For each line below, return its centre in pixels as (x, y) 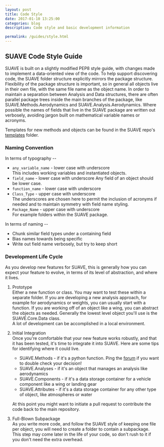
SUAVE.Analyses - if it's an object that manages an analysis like (83, 369)
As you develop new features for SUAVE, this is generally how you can (76, 267)
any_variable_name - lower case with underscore (61, 168)
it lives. (12, 278)
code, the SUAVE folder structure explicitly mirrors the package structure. (79, 78)
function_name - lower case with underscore (56, 188)
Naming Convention (29, 147)
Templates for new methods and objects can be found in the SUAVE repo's (80, 130)
